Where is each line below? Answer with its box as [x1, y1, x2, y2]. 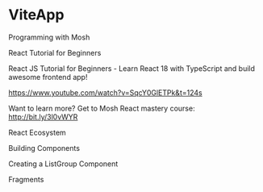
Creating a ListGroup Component [8, 159, 119, 169]
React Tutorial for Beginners [8, 48, 102, 57]
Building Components [8, 143, 81, 152]
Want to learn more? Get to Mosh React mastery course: [8, 103, 195, 113]
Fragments [8, 174, 44, 184]
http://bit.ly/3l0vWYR [8, 111, 78, 122]
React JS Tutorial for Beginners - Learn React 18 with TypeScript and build [8, 63, 256, 73]
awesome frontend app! [8, 72, 88, 81]
